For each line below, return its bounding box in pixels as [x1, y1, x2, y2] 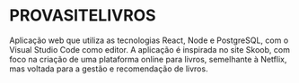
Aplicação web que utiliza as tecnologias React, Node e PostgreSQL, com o [9, 35, 289, 46]
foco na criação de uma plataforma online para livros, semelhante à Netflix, [9, 54, 287, 64]
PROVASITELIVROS [9, 5, 156, 26]
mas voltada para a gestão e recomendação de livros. [9, 63, 208, 74]
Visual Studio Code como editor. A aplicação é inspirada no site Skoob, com [9, 44, 290, 54]
